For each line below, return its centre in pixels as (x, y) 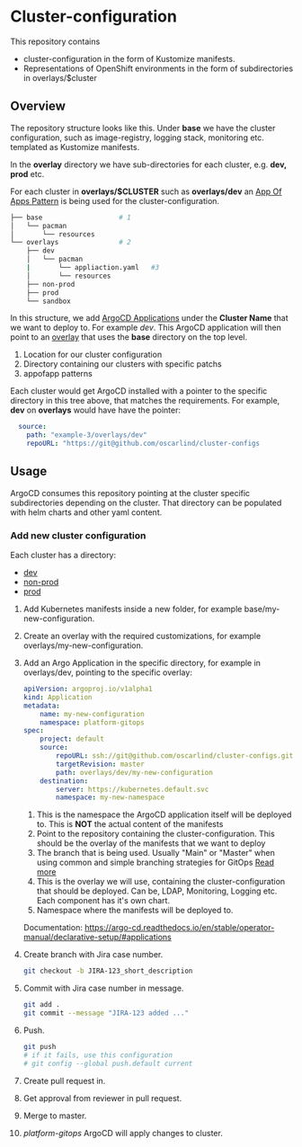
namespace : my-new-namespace (111, 797)
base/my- (262, 609)
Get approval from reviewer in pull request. (102, 1098)
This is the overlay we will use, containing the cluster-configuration (161, 882)
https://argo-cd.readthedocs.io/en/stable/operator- (180, 928)
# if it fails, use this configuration (98, 1055)
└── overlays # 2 (71, 243)
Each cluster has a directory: (63, 556)
